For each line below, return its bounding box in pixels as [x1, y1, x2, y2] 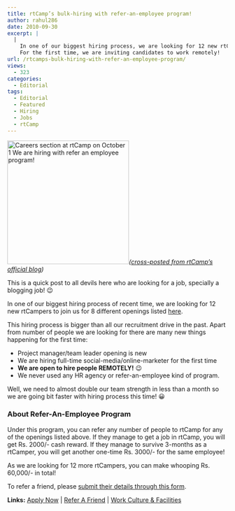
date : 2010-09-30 [7, 23, 58, 30]
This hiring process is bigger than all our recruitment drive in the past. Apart [7, 320, 226, 329]
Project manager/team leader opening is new [17, 349, 148, 357]
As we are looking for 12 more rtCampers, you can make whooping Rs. [7, 461, 211, 469]
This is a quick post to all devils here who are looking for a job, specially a [7, 278, 220, 287]
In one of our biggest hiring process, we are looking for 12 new [20, 43, 218, 50]
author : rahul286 [7, 17, 58, 24]
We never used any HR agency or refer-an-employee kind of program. [17, 371, 220, 380]
